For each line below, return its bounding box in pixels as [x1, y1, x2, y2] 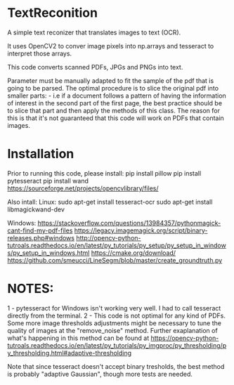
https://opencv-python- [150, 334, 219, 342]
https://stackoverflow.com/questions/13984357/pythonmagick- [37, 218, 221, 227]
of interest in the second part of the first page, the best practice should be [7, 98, 223, 107]
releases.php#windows [7, 233, 75, 242]
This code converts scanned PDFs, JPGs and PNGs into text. [7, 63, 183, 71]
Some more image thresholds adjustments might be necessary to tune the [7, 318, 221, 327]
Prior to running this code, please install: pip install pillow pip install [7, 169, 202, 177]
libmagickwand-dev [7, 205, 65, 214]
